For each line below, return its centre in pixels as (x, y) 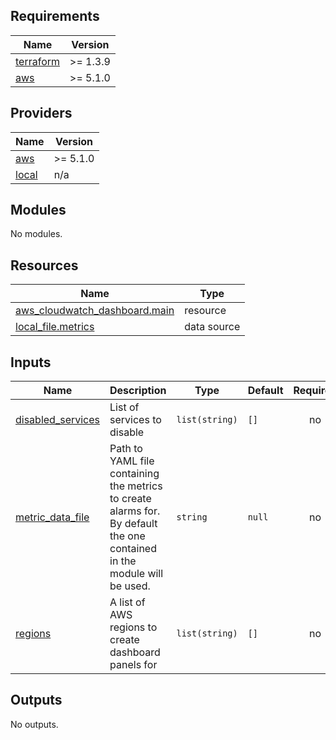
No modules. (36, 234)
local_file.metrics (55, 327)
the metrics (136, 486)
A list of (127, 602)
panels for (133, 665)
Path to (126, 449)
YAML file (132, 461)
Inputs (31, 362)
